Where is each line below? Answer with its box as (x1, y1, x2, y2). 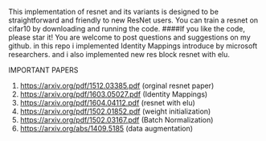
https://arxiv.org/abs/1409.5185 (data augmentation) (19, 124, 194, 133)
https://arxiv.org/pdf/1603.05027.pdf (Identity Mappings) (19, 89, 208, 99)
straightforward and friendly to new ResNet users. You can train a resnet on (8, 15, 259, 25)
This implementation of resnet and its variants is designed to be (8, 7, 219, 16)
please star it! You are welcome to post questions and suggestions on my (8, 32, 251, 42)
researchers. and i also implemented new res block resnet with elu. (8, 50, 231, 59)
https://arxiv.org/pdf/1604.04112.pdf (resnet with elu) (19, 98, 195, 107)
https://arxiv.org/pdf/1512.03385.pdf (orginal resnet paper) (19, 81, 215, 90)
